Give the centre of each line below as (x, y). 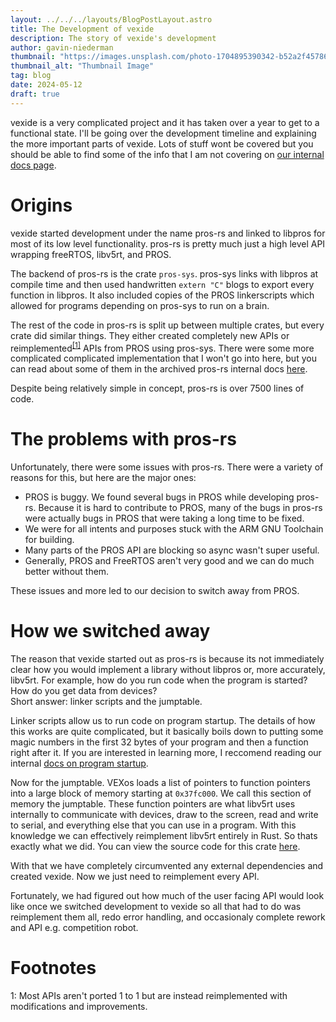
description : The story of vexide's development (113, 38)
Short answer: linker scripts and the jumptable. (106, 702)
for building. (49, 540)
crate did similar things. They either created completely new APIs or (150, 335)
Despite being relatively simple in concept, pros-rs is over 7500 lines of (157, 388)
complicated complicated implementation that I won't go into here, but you (163, 358)
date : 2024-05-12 (46, 85)
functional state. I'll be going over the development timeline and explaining (163, 133)
